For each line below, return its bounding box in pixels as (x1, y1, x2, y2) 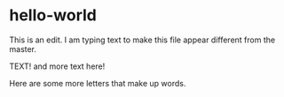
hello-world (9, 5, 98, 26)
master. (9, 43, 37, 54)
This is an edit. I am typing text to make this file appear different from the (9, 34, 276, 45)
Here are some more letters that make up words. (9, 78, 186, 88)
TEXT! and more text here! (9, 61, 106, 71)
